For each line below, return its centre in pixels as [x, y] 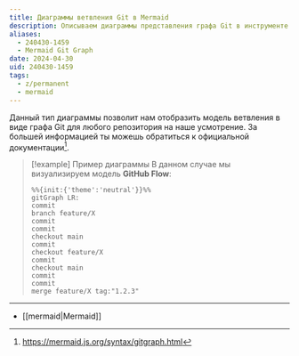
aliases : [25, 34]
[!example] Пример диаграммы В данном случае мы [131, 165]
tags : [19, 76]
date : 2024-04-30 [41, 59]
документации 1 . [39, 146]
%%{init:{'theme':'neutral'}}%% [91, 190]
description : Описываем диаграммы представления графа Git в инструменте [149, 26]
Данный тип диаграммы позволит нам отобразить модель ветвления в [145, 117]
